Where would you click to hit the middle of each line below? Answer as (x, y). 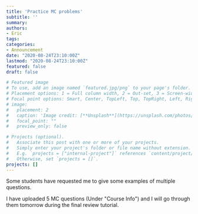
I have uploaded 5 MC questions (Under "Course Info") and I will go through (98, 199)
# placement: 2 (27, 110)
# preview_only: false (37, 126)
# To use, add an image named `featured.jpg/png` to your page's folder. (99, 88)
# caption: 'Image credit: (42, 116)
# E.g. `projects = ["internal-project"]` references (76, 153)
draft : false (22, 72)
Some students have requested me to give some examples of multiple (91, 181)
